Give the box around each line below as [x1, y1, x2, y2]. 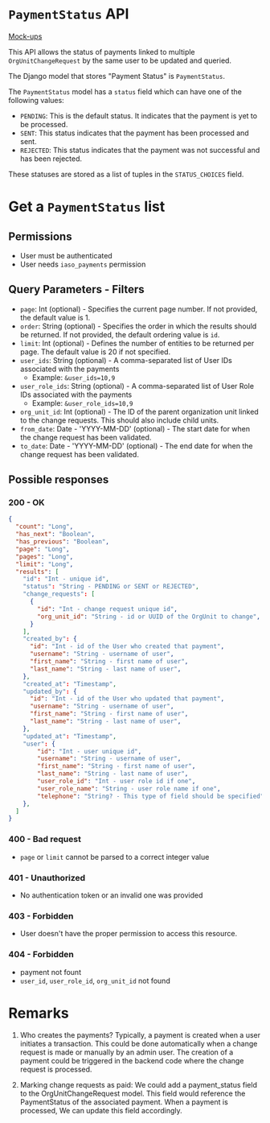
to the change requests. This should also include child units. [19, 415, 219, 425]
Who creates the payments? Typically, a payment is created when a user [19, 1030, 261, 1040]
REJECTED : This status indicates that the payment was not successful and [19, 145, 260, 155]
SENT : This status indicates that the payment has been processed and [19, 128, 249, 138]
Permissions [8, 229, 72, 243]
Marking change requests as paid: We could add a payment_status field [19, 1080, 257, 1090]
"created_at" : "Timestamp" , [22, 679, 117, 688]
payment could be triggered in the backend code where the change [19, 1056, 244, 1066]
